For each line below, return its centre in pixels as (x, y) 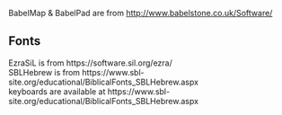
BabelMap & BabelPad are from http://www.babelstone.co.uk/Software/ (141, 13)
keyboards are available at (57, 91)
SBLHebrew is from (44, 72)
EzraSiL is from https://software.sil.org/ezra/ (90, 63)
